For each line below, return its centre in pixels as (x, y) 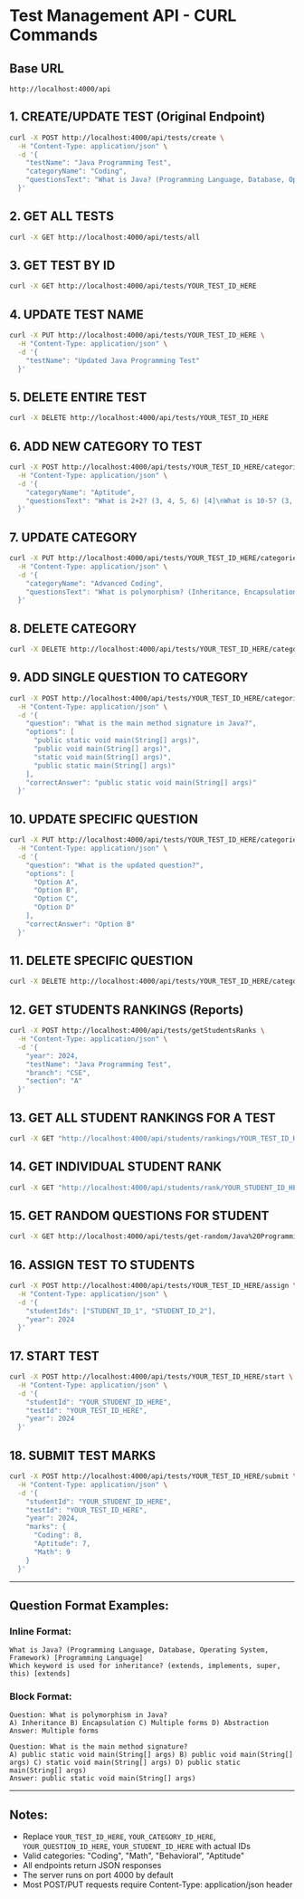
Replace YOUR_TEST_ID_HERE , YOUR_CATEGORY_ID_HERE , (119, 1837)
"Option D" (54, 907)
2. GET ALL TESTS (62, 217)
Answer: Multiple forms (54, 1731)
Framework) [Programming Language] (76, 1658)
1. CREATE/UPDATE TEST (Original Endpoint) (138, 117)
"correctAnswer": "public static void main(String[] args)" (141, 783)
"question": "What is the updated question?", (115, 865)
